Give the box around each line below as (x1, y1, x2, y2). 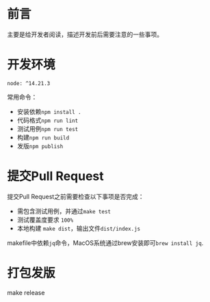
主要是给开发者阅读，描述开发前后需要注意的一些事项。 (7, 30, 163, 38)
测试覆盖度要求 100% (16, 216, 74, 224)
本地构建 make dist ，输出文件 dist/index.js (16, 224, 141, 232)
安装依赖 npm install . (16, 107, 81, 115)
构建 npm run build (16, 133, 70, 141)
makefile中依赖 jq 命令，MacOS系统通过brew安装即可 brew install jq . (7, 238, 204, 247)
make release (7, 288, 45, 297)
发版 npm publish (16, 141, 64, 150)
